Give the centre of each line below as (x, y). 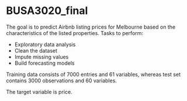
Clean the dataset (36, 50)
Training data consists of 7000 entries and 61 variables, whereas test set (93, 74)
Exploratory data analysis (45, 44)
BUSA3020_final (47, 11)
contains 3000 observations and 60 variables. (61, 81)
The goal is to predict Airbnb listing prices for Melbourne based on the (91, 27)
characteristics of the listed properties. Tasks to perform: (75, 33)
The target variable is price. (39, 92)
